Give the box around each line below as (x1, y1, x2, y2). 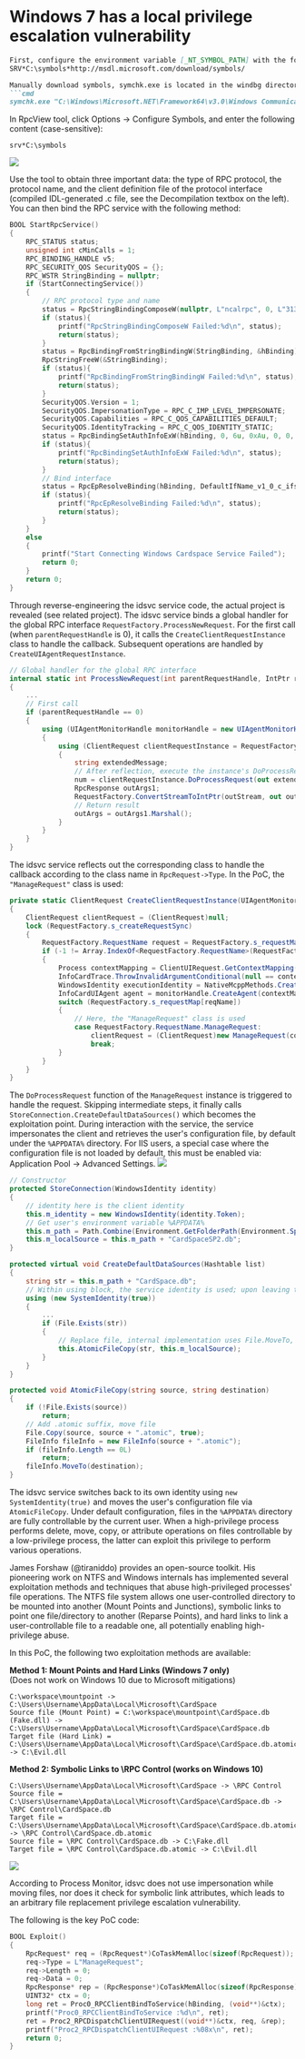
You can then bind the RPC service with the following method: (9, 202, 241, 214)
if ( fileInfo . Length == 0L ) (25, 1445, 132, 1454)
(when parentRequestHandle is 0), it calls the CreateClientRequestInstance (9, 628, 286, 639)
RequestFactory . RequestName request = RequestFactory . (42, 938, 254, 948)
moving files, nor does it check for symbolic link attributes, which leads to (9, 1887, 285, 1898)
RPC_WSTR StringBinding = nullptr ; (25, 271, 161, 281)
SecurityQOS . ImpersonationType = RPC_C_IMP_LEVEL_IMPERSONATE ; (42, 406, 286, 415)
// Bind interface (42, 474, 112, 483)
